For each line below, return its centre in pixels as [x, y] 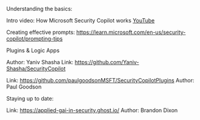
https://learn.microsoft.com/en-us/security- [131, 32]
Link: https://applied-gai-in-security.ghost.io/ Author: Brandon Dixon [92, 110]
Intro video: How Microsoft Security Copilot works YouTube [81, 20]
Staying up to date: [30, 98]
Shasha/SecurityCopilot [36, 68]
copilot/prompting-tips [34, 38]
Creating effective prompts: [41, 32]
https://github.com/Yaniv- [107, 62]
